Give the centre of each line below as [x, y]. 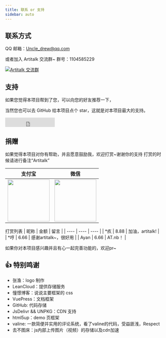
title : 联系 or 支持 [25, 10]
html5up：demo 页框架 [36, 317]
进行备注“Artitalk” [32, 160]
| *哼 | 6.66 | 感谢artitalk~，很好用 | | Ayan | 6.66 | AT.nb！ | [66, 237]
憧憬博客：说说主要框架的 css [43, 293]
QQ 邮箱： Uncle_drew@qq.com [38, 49]
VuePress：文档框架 [33, 299]
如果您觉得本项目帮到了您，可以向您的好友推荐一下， [59, 100]
